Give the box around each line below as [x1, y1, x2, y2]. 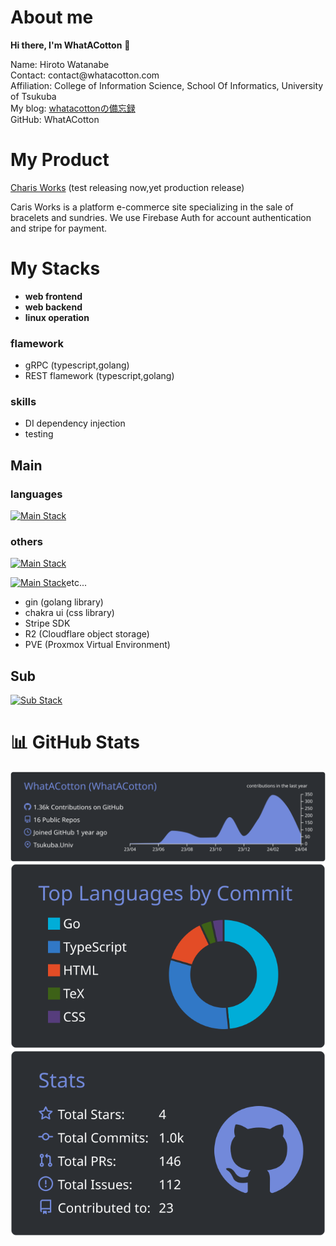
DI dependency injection [24, 417, 126, 430]
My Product [10, 149, 110, 171]
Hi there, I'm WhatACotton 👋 [10, 39, 131, 51]
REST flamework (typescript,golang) [24, 370, 175, 382]
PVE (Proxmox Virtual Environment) [24, 639, 171, 651]
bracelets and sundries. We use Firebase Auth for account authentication [10, 211, 312, 223]
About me [10, 6, 94, 29]
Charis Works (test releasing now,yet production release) [10, 181, 245, 193]
